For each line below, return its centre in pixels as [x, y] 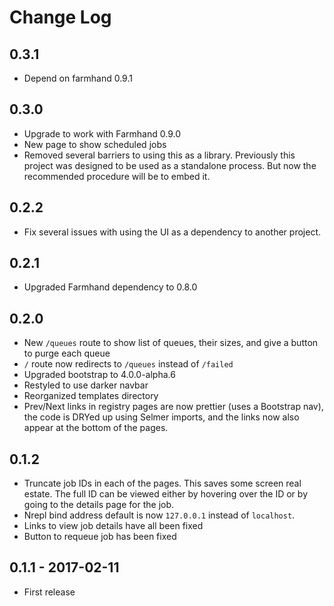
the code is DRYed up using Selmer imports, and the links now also [161, 417]
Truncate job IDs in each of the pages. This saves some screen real [162, 483]
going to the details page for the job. [99, 505]
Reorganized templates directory [91, 396]
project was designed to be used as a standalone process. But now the [170, 165]
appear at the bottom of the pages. [96, 428]
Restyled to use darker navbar [86, 385]
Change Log [60, 17]
